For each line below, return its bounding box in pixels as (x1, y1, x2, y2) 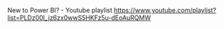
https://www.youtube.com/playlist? (113, 6, 217, 14)
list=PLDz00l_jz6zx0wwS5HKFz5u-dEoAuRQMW (7, 13, 151, 22)
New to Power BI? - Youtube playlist (7, 6, 112, 14)
